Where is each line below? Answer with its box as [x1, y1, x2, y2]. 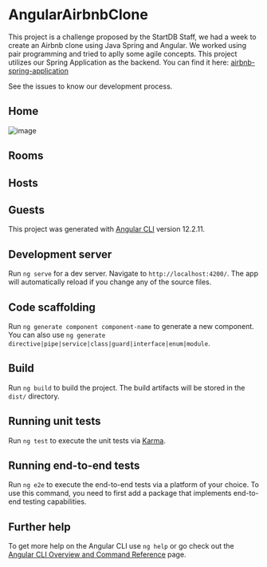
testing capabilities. [22, 497, 87, 506]
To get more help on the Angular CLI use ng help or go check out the [8, 541, 234, 551]
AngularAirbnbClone [8, 6, 149, 24]
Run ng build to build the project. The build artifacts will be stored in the [8, 383, 245, 392]
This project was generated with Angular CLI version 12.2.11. [8, 224, 206, 234]
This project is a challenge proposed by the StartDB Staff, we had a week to [8, 32, 257, 42]
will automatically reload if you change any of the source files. [8, 277, 212, 287]
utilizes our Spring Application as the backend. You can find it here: [8, 57, 230, 67]
